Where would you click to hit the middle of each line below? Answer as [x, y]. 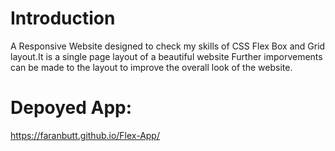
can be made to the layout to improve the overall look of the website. [151, 67]
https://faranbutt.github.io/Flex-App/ [85, 135]
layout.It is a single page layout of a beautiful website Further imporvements [166, 56]
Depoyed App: [71, 108]
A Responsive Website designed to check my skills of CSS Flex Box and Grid [168, 46]
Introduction [63, 18]
